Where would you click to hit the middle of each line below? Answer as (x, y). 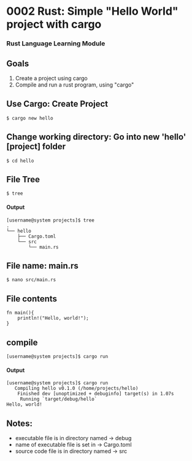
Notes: (19, 423)
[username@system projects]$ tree (51, 220)
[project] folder (36, 146)
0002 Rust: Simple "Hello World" (93, 11)
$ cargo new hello (30, 118)
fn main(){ (20, 313)
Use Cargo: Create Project (57, 104)
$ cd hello (20, 161)
